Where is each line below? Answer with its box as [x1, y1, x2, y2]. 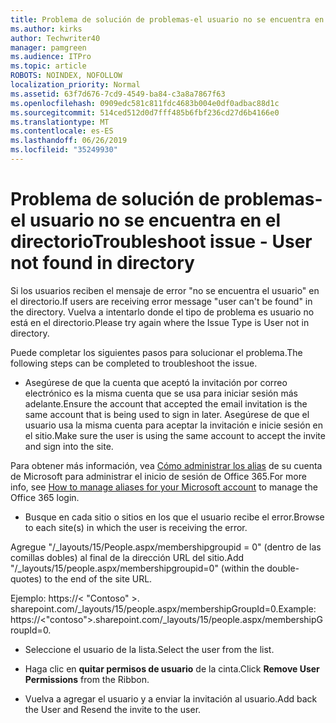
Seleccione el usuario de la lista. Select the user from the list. [24, 643, 275, 655]
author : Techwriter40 [10, 33, 101, 43]
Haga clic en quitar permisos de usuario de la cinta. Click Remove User [24, 662, 320, 675]
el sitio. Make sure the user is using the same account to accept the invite [24, 429, 326, 441]
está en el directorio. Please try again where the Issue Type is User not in [10, 316, 310, 328]
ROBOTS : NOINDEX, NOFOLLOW [10, 71, 123, 81]
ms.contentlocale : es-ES [10, 126, 114, 136]
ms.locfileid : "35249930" [10, 145, 118, 155]
